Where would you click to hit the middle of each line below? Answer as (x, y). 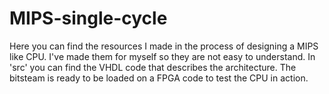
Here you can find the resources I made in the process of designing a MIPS (164, 46)
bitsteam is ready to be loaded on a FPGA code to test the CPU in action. (159, 78)
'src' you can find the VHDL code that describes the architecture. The (153, 67)
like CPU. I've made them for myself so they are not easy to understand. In (162, 56)
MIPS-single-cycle (88, 18)
